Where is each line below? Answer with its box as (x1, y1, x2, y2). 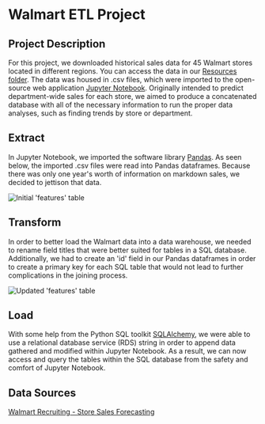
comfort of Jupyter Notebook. (8, 363, 106, 373)
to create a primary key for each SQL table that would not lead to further (8, 262, 244, 271)
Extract (8, 131, 45, 145)
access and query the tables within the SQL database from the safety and (8, 354, 248, 365)
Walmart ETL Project (8, 6, 146, 24)
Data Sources (8, 386, 77, 399)
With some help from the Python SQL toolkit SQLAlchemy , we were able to (8, 330, 251, 339)
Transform (8, 216, 62, 229)
